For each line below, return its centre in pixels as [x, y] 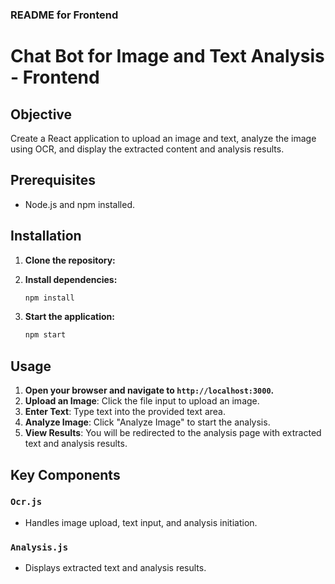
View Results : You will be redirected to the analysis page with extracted [173, 433]
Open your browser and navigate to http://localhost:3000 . [149, 390]
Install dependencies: [71, 279]
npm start [45, 335]
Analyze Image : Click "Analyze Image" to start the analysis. [147, 422]
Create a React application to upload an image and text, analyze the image [163, 138]
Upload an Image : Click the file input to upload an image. [142, 401]
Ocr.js [26, 502]
